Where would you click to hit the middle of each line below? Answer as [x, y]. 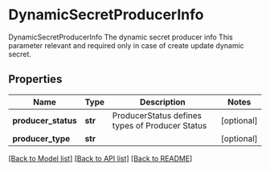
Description [163, 102]
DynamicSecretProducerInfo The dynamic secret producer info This [121, 37]
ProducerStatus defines [157, 116]
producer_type [41, 138]
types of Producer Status [160, 125]
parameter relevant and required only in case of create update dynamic [127, 45]
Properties [35, 79]
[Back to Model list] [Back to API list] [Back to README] [100, 158]
